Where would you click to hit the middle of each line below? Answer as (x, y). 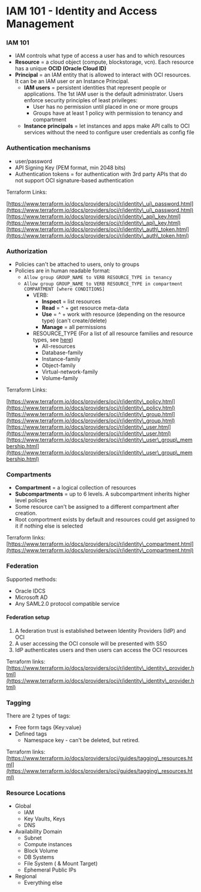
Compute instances (48, 844)
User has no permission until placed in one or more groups (105, 107)
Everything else (43, 883)
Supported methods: (32, 579)
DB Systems (39, 857)
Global (23, 806)
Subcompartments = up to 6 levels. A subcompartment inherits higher (102, 494)
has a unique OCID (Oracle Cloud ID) (61, 69)
